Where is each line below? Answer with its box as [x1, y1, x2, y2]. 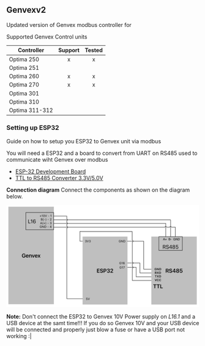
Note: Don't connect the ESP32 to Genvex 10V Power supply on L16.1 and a [6, 312, 196, 320]
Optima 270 [9, 81, 40, 88]
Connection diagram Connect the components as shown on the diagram [6, 186, 190, 194]
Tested [84, 47, 103, 54]
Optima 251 [9, 64, 40, 71]
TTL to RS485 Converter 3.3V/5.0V [15, 174, 103, 181]
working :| [6, 332, 32, 339]
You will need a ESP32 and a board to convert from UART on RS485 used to [6, 149, 198, 157]
